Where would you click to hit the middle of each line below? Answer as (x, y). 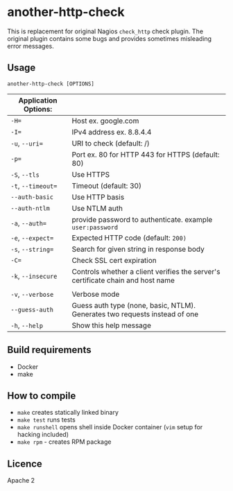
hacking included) (43, 435)
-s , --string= (32, 249)
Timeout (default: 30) (107, 186)
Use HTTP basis (98, 197)
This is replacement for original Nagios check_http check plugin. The (105, 31)
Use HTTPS (90, 174)
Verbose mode (96, 294)
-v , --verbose (32, 294)
